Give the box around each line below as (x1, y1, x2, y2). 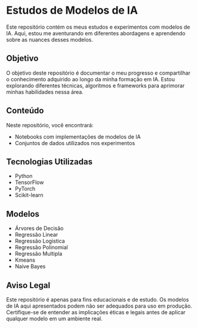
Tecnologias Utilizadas (6, 157, 93, 167)
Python (14, 173, 33, 180)
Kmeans (14, 256, 36, 263)
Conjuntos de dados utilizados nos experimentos (14, 139, 135, 146)
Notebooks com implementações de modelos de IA (14, 133, 141, 140)
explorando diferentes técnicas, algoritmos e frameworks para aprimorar (6, 82, 185, 89)
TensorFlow (14, 179, 44, 186)
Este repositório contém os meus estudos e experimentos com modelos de (6, 23, 191, 30)
